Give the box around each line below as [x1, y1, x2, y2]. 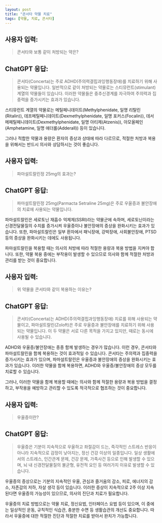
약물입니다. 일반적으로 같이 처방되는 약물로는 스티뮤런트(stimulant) [29, 84, 156, 90]
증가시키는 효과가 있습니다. [29, 97, 81, 102]
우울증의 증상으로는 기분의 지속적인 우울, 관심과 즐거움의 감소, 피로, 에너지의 [5, 478, 148, 484]
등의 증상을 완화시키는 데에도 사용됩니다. [5, 235, 81, 241]
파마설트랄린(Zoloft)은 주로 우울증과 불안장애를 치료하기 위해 [31, 322, 146, 328]
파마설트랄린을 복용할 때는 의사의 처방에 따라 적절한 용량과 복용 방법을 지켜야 [5, 245, 150, 251]
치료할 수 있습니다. [5, 369, 40, 375]
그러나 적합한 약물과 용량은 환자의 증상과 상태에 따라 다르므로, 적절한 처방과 [5, 135, 147, 141]
